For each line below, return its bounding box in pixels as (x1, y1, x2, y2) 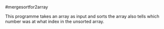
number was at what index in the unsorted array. (5, 19, 104, 24)
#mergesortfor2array (5, 4, 48, 10)
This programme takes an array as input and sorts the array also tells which (5, 14, 160, 19)
